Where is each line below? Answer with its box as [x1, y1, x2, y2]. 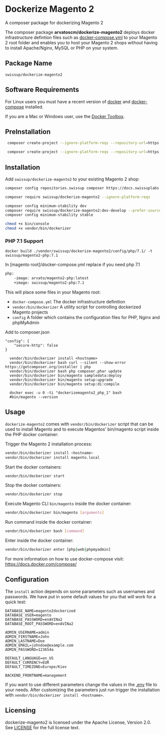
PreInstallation [5, 127, 51, 136]
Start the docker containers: [5, 464, 62, 470]
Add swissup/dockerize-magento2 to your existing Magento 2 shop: [5, 176, 140, 182]
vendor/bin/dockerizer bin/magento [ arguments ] [5, 510, 105, 515]
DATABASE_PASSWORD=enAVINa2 [5, 617, 63, 622]
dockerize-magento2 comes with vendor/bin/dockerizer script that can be [5, 421, 154, 427]
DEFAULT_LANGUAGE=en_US [5, 655, 54, 661]
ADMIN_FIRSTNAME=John [5, 634, 50, 639]
